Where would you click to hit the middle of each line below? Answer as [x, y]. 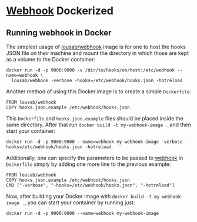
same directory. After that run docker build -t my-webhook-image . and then [98, 125]
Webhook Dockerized [60, 11]
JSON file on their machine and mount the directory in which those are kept [98, 53]
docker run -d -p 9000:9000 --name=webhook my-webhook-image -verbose [94, 142]
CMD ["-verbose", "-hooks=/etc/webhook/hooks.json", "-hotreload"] [91, 185]
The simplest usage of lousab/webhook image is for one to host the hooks [96, 47]
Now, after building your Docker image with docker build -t [79, 196]
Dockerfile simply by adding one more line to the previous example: [89, 164]
